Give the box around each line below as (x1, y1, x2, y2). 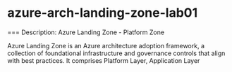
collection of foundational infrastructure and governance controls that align (7, 49, 226, 57)
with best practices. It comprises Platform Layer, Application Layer (7, 56, 200, 64)
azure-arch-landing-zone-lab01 (7, 5, 198, 21)
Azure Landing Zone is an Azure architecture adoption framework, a (7, 41, 205, 50)
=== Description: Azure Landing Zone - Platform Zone (7, 28, 164, 36)
